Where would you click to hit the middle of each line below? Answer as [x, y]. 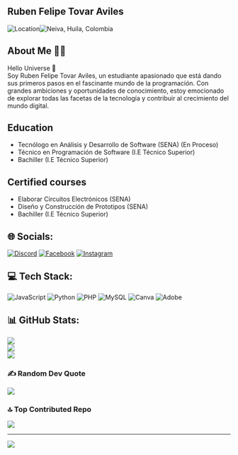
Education [30, 128]
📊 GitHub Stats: [44, 320]
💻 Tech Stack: [40, 276]
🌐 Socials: [30, 236]
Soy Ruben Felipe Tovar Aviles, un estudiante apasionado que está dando [114, 75]
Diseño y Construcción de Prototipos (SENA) [83, 207]
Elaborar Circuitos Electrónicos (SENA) [74, 199]
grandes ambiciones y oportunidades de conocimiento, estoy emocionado [116, 91]
